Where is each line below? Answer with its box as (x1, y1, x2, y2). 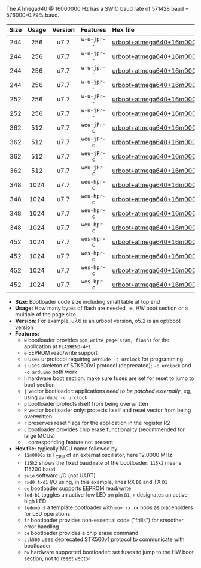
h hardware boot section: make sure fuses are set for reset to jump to (23, 375, 194, 382)
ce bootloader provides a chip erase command (23, 529, 139, 536)
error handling (23, 522, 59, 530)
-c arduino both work (23, 369, 78, 375)
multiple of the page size (14, 311, 77, 318)
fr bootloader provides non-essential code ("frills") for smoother (23, 516, 184, 524)
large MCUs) (23, 432, 56, 439)
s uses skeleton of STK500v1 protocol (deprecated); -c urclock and (23, 362, 191, 369)
